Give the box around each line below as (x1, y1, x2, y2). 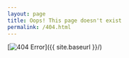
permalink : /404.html (7, 23, 72, 30)
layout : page (7, 10, 46, 18)
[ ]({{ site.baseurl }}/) (7, 43, 103, 52)
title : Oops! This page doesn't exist (7, 17, 122, 24)
